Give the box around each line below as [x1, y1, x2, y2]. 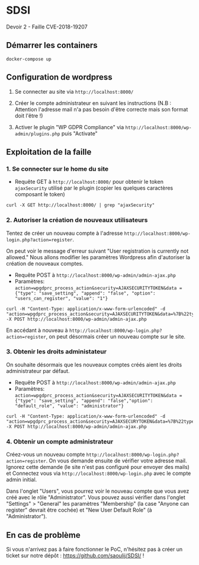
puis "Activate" [61, 130, 98, 137]
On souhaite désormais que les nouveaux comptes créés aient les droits [6, 361, 182, 368]
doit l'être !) [14, 112, 43, 119]
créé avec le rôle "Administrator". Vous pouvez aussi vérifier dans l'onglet [6, 494, 185, 501]
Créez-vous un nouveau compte [6, 451, 85, 458]
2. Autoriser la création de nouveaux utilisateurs [6, 216, 148, 224]
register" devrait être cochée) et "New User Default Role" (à [6, 506, 152, 513]
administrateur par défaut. [6, 367, 70, 374]
